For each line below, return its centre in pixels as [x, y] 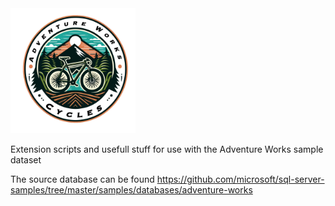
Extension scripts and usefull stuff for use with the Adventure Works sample [167, 149]
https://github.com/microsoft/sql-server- [240, 179]
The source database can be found [82, 179]
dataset [26, 160]
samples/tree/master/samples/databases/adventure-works [131, 190]
